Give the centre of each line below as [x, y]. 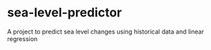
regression [22, 38]
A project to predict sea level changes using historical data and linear [105, 32]
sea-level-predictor [65, 13]
